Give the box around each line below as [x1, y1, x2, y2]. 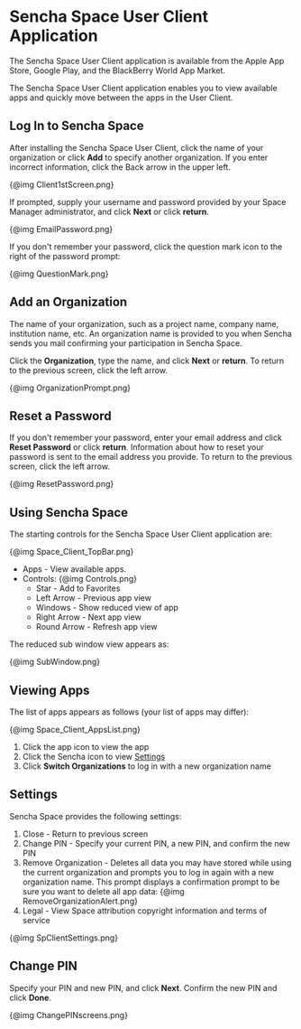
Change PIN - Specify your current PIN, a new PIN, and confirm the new [22, 837, 290, 848]
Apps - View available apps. [22, 564, 127, 575]
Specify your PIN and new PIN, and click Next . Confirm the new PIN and [9, 982, 278, 993]
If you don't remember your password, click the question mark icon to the [9, 241, 283, 252]
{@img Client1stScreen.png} [9, 179, 114, 190]
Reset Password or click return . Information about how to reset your [9, 442, 264, 453]
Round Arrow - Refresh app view [35, 622, 158, 632]
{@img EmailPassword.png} [9, 223, 114, 234]
